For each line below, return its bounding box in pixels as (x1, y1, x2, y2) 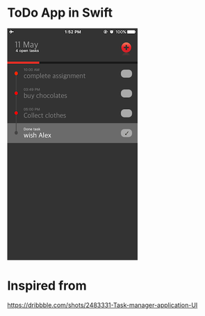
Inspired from (7, 278, 87, 294)
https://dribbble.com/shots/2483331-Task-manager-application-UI (7, 301, 198, 309)
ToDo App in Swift (7, 5, 113, 21)
